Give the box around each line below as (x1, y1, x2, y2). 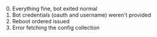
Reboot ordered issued (12, 18, 70, 24)
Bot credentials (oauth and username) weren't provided (12, 11, 152, 18)
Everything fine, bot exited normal (12, 5, 97, 12)
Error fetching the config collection (12, 24, 100, 31)
